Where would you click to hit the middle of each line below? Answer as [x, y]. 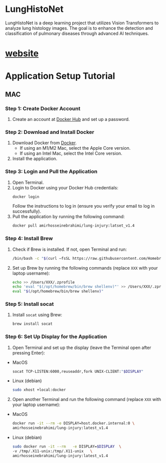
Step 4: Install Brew [29, 238]
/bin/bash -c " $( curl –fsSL [41, 258]
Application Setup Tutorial [60, 76]
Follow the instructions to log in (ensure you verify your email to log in [83, 206]
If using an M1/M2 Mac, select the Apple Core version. [75, 148]
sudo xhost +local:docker [39, 390]
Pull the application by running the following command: [68, 217]
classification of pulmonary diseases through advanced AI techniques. [77, 33]
